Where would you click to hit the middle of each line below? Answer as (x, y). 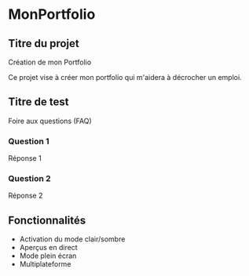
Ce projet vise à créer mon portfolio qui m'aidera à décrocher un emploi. (125, 77)
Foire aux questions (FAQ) (50, 121)
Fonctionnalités (47, 220)
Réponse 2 (26, 196)
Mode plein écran (48, 256)
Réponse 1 (25, 158)
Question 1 (29, 141)
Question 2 (29, 179)
